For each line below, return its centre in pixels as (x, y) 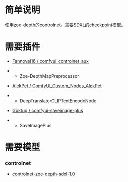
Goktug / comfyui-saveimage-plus (48, 110)
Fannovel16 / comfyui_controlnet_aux (50, 61)
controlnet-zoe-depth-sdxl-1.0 (44, 174)
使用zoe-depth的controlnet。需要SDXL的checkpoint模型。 (65, 25)
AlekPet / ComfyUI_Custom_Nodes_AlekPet (57, 86)
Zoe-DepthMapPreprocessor (49, 76)
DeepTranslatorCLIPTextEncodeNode (58, 101)
